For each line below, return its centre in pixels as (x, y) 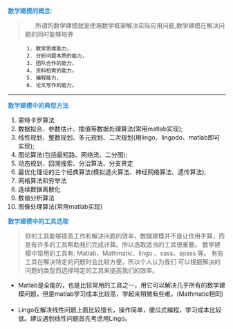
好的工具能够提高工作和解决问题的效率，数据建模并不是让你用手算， (122, 236)
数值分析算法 (36, 198)
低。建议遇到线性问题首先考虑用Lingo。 (74, 318)
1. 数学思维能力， (49, 48)
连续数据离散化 (39, 189)
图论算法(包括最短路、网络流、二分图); (73, 154)
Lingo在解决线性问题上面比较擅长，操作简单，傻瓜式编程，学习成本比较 (120, 310)
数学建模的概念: (30, 11)
